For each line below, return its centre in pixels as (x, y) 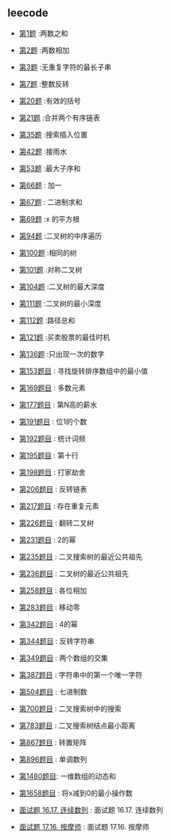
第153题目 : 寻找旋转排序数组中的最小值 (84, 371)
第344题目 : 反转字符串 (56, 641)
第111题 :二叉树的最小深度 (60, 303)
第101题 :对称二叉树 (51, 269)
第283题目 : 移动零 (49, 607)
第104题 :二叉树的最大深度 (62, 286)
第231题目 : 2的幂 (47, 539)
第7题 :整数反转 (44, 83)
